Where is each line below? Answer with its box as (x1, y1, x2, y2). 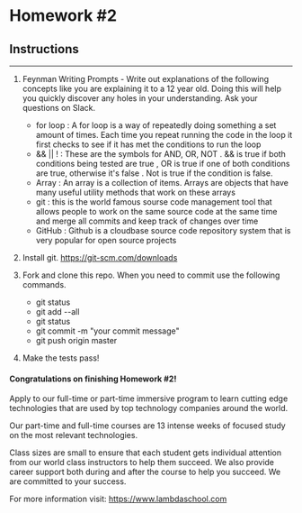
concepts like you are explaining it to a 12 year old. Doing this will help (22, 83, 281, 94)
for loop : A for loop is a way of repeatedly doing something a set (35, 120, 277, 131)
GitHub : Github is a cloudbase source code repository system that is (35, 225, 291, 235)
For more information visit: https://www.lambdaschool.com (9, 493, 227, 505)
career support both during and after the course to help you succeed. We (9, 466, 281, 478)
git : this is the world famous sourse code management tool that (35, 197, 272, 207)
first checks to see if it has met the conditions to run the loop (35, 139, 262, 150)
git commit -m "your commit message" (35, 325, 180, 336)
